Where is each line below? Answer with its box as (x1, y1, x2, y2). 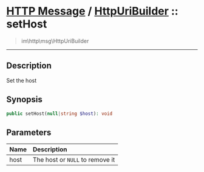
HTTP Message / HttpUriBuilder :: (6, 4, 178, 18)
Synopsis (6, 94, 42, 105)
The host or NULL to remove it (32, 156, 115, 164)
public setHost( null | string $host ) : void (6, 111, 113, 117)
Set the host (6, 77, 37, 84)
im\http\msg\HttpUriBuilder (21, 37, 89, 44)
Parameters (6, 127, 52, 137)
